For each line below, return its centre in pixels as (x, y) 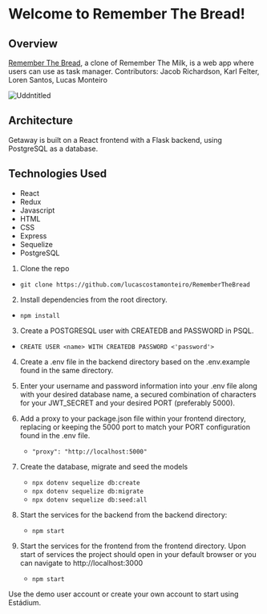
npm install (40, 315)
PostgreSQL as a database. (53, 148)
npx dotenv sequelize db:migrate (88, 491)
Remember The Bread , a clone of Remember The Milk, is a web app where (131, 63)
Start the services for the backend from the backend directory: (123, 514)
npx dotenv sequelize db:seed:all (89, 500)
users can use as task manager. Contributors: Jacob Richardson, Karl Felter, (134, 71)
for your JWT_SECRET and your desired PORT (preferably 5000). (127, 403)
